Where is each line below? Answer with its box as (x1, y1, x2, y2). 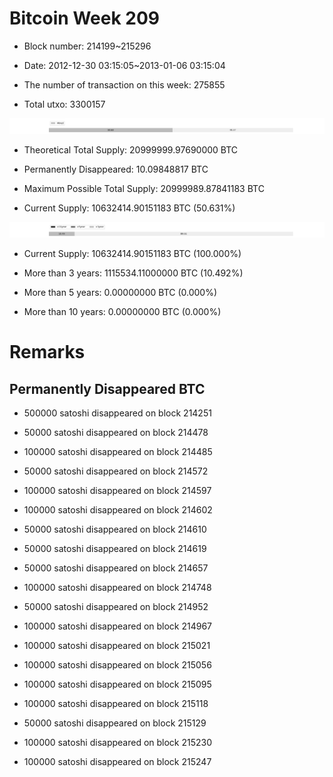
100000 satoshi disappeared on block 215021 (23, 640, 211, 652)
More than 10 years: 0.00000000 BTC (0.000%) (23, 306, 222, 318)
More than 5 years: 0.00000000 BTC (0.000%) (23, 287, 218, 299)
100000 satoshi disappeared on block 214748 (23, 582, 212, 594)
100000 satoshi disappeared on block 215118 (23, 698, 209, 710)
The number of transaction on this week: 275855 (23, 78, 226, 91)
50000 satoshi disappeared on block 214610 (23, 523, 207, 536)
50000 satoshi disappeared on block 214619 (23, 543, 207, 555)
